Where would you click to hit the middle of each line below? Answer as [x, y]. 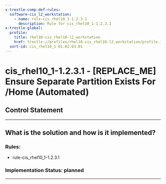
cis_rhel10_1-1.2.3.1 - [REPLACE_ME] [81, 71]
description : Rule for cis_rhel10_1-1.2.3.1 [65, 23]
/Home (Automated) [47, 92]
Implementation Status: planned [44, 170]
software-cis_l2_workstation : [41, 14]
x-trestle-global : [24, 28]
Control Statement [34, 110]
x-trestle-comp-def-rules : [33, 10]
